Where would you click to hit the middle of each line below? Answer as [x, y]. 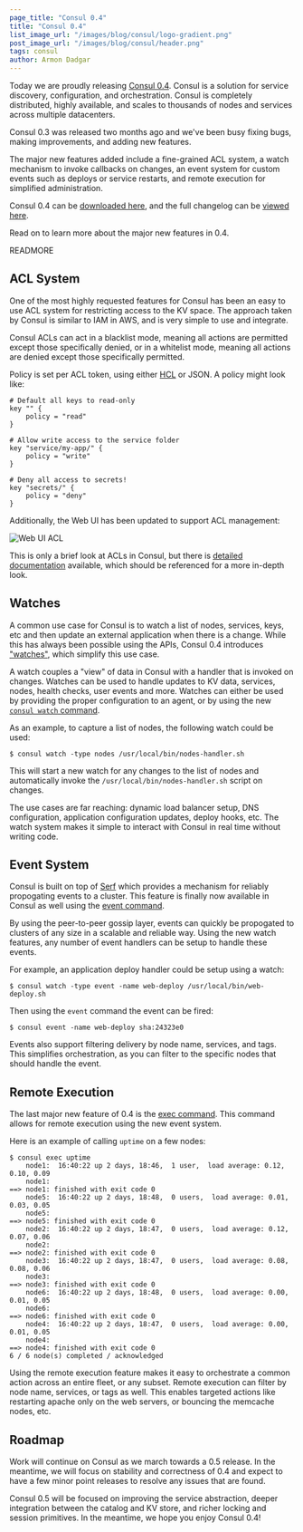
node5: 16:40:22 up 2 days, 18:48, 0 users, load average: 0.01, [157, 1198]
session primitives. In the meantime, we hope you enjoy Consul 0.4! [135, 1518]
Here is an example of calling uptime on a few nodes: [108, 1142]
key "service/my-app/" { [56, 448]
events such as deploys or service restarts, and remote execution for [137, 178]
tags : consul [34, 52]
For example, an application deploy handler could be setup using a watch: [147, 969]
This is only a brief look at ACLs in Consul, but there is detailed [126, 555]
